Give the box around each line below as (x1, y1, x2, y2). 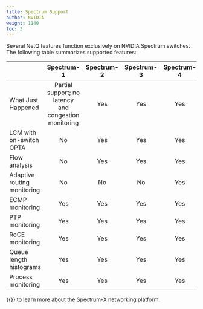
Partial (54, 81, 72, 89)
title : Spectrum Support (6, 8, 69, 15)
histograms (9, 263, 41, 272)
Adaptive (9, 171, 35, 179)
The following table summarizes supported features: (6, 49, 137, 56)
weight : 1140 (6, 20, 39, 26)
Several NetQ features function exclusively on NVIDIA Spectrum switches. (6, 42, 190, 50)
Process (9, 273, 33, 281)
